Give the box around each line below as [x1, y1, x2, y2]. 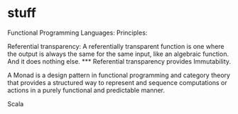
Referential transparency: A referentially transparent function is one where [7, 42, 225, 50]
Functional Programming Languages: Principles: [7, 28, 148, 37]
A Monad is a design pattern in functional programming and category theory [7, 71, 231, 79]
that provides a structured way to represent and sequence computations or [7, 78, 227, 86]
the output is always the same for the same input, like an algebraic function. [7, 50, 229, 58]
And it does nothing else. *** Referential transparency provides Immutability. [7, 57, 232, 65]
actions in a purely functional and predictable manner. [7, 86, 166, 94]
